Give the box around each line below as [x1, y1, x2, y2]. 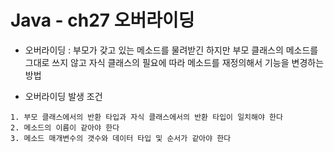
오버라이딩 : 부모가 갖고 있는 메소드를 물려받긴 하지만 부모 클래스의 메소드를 [24, 44, 319, 56]
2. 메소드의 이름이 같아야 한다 [10, 122, 120, 133]
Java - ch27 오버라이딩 [10, 9, 195, 32]
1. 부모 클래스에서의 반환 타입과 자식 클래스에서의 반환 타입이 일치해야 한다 [10, 112, 283, 122]
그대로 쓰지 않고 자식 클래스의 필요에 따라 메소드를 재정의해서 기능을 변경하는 [24, 56, 325, 68]
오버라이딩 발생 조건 [24, 90, 103, 102]
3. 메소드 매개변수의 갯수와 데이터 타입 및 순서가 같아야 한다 [10, 133, 232, 143]
